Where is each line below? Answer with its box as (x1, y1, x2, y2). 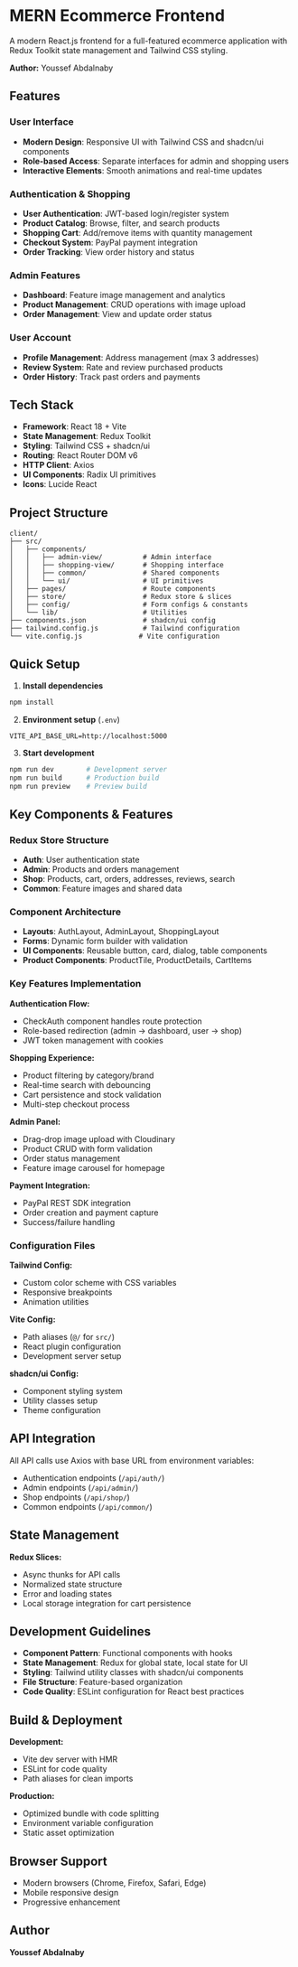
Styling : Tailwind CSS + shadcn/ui (22, 440, 151, 452)
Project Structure (9, 505, 108, 520)
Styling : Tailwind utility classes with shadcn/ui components (22, 1667, 244, 1678)
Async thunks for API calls (22, 1569, 121, 1579)
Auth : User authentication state (22, 855, 140, 866)
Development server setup (22, 1351, 122, 1362)
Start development (22, 747, 95, 758)
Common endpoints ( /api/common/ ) (22, 1501, 154, 1512)
